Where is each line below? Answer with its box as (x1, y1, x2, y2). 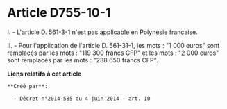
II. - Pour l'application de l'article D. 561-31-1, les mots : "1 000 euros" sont (7, 41, 220, 49)
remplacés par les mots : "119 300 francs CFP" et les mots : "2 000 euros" (7, 49, 219, 57)
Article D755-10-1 (7, 5, 111, 21)
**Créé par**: (7, 83, 49, 90)
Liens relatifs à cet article (7, 69, 82, 78)
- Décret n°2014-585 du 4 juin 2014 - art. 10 (13, 95, 151, 102)
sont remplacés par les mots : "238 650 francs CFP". (7, 56, 158, 64)
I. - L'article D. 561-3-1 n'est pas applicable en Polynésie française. (7, 28, 198, 36)
